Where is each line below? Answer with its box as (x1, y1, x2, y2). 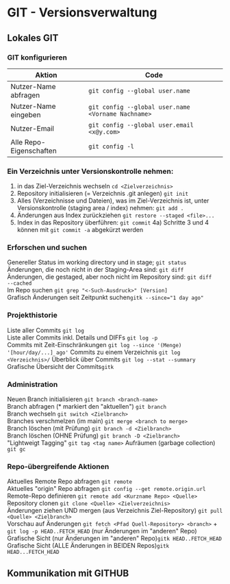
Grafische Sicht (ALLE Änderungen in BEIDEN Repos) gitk (7, 542, 170, 550)
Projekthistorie (7, 310, 58, 320)
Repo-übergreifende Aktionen (7, 461, 110, 471)
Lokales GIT (7, 32, 59, 44)
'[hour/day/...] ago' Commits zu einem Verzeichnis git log (7, 348, 181, 356)
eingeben (10, 110, 41, 119)
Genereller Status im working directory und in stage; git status (7, 258, 187, 266)
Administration (7, 379, 58, 389)
